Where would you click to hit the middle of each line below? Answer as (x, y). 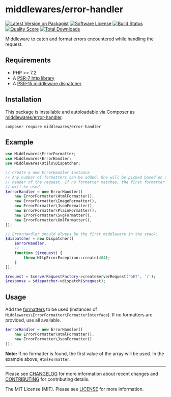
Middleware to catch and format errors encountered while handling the (79, 39)
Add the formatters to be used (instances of (51, 309)
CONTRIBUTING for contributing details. (48, 379)
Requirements (28, 60)
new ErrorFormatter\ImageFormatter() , (55, 201)
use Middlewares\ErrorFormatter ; (41, 154)
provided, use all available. (33, 320)
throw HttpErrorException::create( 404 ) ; (67, 258)
